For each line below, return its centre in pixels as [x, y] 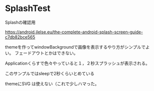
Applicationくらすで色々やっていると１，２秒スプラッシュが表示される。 [77, 63]
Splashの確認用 [20, 22]
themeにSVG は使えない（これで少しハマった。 [52, 84]
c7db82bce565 [20, 37]
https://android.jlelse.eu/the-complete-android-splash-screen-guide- [74, 32]
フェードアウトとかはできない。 [46, 53]
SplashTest [28, 8]
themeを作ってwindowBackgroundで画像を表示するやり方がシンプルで [75, 47]
